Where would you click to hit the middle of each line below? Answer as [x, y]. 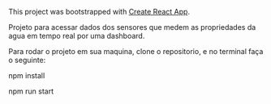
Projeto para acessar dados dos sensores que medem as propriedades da [132, 27]
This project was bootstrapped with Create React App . [99, 12]
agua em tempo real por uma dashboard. [77, 36]
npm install [27, 75]
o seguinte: [27, 60]
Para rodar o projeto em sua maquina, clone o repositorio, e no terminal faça [136, 51]
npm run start [31, 91]
